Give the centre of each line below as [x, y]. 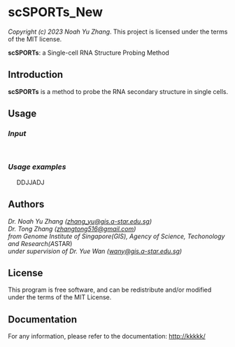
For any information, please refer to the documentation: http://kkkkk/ [107, 336]
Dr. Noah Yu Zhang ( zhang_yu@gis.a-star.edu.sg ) [80, 221]
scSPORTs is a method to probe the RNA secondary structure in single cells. [118, 91]
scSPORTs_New [56, 12]
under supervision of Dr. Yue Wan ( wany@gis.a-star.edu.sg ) [95, 251]
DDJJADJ [30, 182]
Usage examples [37, 167]
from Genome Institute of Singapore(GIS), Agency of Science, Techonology [116, 236]
